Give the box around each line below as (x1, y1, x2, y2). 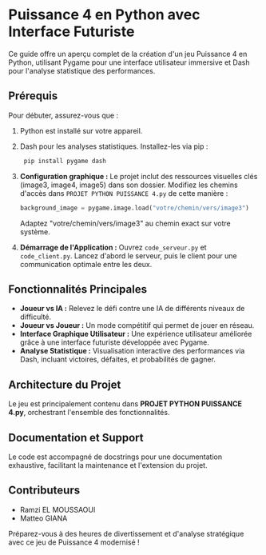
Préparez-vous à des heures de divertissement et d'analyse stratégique (8, 529, 244, 538)
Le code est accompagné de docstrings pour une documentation (8, 452, 222, 461)
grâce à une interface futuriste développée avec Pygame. (19, 337, 209, 347)
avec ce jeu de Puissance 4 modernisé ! (8, 537, 140, 547)
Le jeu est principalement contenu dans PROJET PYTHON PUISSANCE (8, 399, 242, 409)
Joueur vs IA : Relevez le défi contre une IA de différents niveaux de (19, 304, 245, 313)
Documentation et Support (8, 430, 144, 445)
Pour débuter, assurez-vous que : (8, 110, 118, 120)
